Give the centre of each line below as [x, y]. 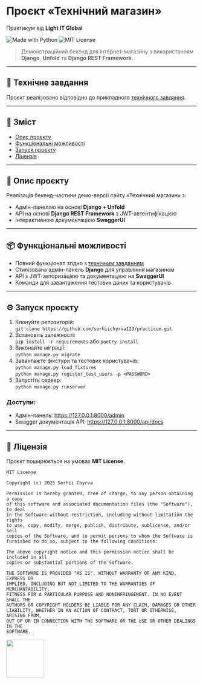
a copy [14, 499]
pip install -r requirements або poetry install [77, 341]
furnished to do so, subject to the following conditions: [82, 541]
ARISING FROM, [24, 616]
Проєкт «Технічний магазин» [84, 11]
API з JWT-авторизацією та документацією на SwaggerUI [89, 276]
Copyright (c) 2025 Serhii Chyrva [50, 483]
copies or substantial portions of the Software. [70, 563]
